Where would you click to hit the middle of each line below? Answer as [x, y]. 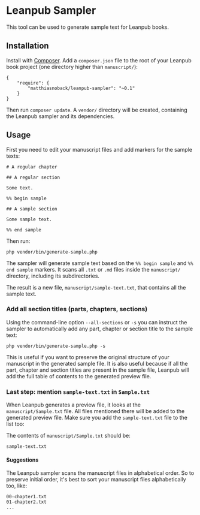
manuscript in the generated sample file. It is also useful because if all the [97, 363]
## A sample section [32, 209]
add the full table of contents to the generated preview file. [79, 376]
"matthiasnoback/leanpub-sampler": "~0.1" [81, 88]
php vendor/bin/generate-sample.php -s [56, 346]
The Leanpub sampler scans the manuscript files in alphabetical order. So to [100, 473]
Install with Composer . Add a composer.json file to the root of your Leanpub [99, 60]
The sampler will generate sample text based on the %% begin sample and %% [100, 263]
